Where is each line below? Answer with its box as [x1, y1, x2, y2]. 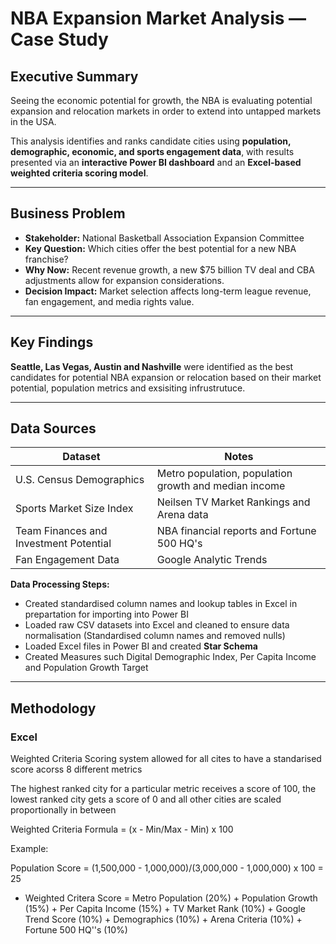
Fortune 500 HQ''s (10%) [24, 924, 128, 936]
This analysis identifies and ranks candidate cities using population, [10, 135, 292, 147]
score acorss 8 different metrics [10, 763, 143, 776]
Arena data [156, 508, 209, 522]
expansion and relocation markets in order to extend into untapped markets [10, 105, 322, 117]
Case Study [10, 28, 109, 51]
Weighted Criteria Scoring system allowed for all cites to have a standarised [10, 753, 322, 765]
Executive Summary [10, 68, 139, 85]
